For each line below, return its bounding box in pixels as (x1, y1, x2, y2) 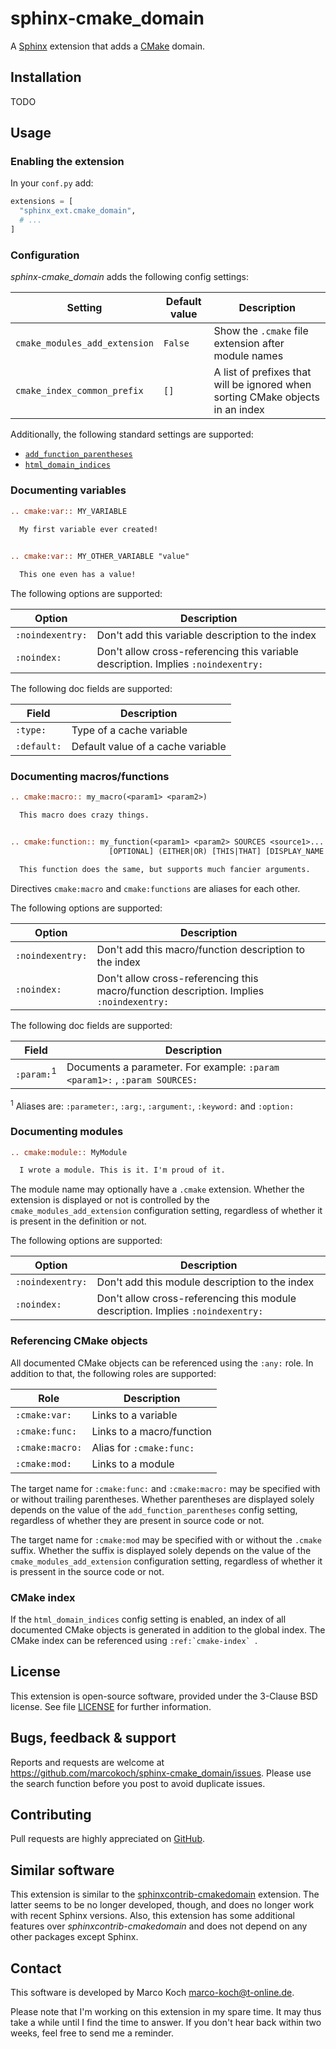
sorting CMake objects (213, 390, 320, 404)
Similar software (10, 1862, 115, 1879)
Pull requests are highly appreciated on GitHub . (10, 1833, 206, 1845)
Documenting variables (10, 483, 127, 497)
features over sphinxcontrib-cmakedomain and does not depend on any (10, 1920, 308, 1932)
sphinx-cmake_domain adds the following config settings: (10, 271, 250, 283)
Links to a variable (91, 1408, 178, 1422)
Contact (10, 1960, 62, 1977)
